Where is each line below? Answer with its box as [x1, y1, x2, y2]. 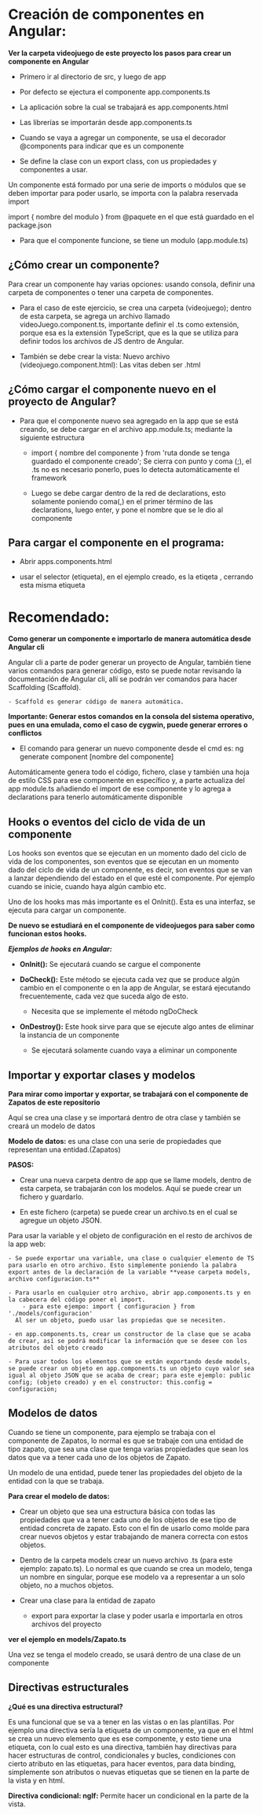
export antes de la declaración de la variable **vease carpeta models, [8, 1268, 251, 1276]
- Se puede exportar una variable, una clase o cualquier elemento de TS [8, 1254, 255, 1262]
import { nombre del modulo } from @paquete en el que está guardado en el [8, 212, 254, 221]
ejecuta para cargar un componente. [8, 906, 127, 915]
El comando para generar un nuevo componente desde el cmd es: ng [19, 743, 244, 753]
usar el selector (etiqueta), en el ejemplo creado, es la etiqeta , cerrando [19, 572, 254, 581]
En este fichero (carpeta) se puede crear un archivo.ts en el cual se [19, 1207, 238, 1216]
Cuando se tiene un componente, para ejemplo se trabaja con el [8, 1427, 216, 1437]
